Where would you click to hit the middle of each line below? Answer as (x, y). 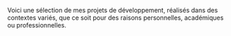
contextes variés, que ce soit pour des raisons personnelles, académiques (115, 18)
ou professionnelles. (37, 25)
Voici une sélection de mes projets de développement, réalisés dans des (113, 10)
